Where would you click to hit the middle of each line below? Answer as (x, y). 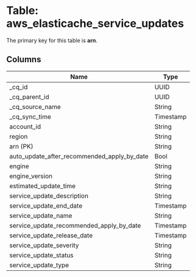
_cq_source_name (35, 107)
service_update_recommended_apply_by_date (75, 225)
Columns (24, 59)
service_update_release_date (51, 235)
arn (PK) (21, 146)
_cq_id (19, 87)
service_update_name (41, 216)
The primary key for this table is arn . (52, 40)
